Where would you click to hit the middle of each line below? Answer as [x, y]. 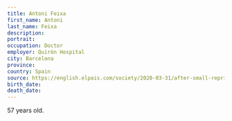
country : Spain [29, 71]
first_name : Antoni [35, 20]
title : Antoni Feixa [37, 13]
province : [21, 65]
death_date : [24, 91]
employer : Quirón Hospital [46, 53]
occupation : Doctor [35, 46]
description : [26, 33]
